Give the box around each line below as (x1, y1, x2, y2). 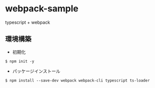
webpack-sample (5, 3, 78, 14)
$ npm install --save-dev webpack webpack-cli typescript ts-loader (5, 78, 150, 83)
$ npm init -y (5, 59, 35, 64)
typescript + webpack (5, 19, 51, 25)
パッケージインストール (12, 68, 61, 74)
